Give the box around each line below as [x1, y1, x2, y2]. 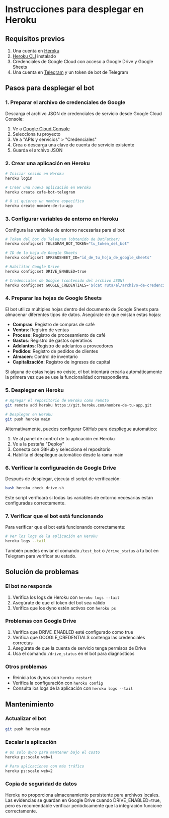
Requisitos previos [5, 34, 65, 43]
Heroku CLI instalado [12, 53, 56, 59]
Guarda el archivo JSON [12, 147, 63, 153]
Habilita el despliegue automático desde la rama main [12, 451, 124, 457]
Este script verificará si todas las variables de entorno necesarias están [5, 494, 153, 500]
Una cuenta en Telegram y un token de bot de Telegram [12, 69, 128, 75]
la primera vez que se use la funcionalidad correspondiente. [5, 374, 130, 380]
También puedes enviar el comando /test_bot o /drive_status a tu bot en [5, 547, 159, 553]
